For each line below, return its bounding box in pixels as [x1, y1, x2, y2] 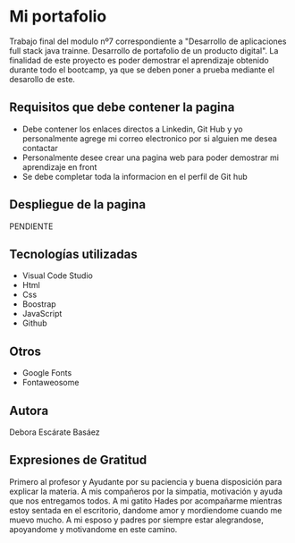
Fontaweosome [21, 378, 80, 388]
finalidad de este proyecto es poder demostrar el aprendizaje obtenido [9, 55, 270, 65]
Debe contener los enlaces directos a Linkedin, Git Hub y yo [21, 123, 243, 134]
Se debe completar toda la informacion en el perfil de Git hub [21, 171, 248, 182]
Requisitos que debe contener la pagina [9, 100, 235, 115]
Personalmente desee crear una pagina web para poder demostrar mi [21, 152, 280, 163]
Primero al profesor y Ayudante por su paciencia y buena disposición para [9, 476, 282, 487]
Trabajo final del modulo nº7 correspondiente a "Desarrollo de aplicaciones [9, 36, 287, 47]
